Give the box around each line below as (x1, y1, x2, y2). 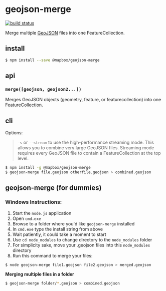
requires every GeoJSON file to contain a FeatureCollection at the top (17, 150, 161, 156)
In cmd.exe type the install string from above (12, 226, 103, 232)
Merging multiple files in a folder (5, 271, 74, 277)
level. (17, 155, 29, 161)
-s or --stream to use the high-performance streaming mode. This (17, 139, 154, 146)
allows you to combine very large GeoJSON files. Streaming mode (17, 145, 154, 151)
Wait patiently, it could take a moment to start (12, 231, 106, 237)
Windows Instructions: (5, 199, 62, 206)
